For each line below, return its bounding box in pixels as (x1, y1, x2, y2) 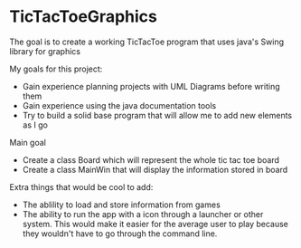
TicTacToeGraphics (9, 6, 158, 27)
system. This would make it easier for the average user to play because (22, 218, 289, 229)
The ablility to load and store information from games (22, 199, 221, 210)
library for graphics (9, 45, 81, 56)
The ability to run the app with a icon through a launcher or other (22, 208, 264, 219)
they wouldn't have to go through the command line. (22, 228, 218, 239)
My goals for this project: (9, 63, 103, 74)
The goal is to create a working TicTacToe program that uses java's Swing (9, 36, 285, 47)
